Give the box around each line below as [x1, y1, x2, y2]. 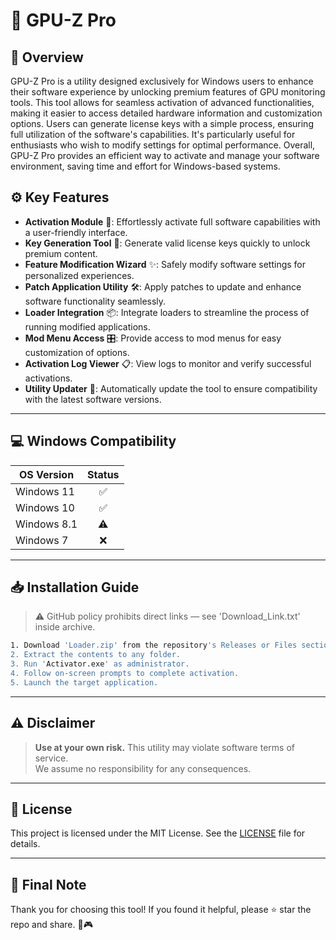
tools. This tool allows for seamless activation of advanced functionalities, [10, 97, 315, 108]
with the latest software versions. [24, 393, 162, 405]
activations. [24, 372, 73, 384]
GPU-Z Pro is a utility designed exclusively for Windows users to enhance [10, 75, 314, 87]
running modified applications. [24, 320, 151, 333]
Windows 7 [15, 533, 69, 547]
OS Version [18, 467, 75, 481]
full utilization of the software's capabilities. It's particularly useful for [10, 129, 296, 140]
